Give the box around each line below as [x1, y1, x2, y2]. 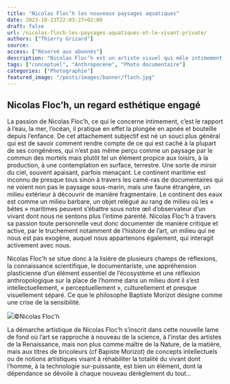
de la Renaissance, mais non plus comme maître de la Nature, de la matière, [7, 340, 222, 348]
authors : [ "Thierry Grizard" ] [7, 36, 94, 43]
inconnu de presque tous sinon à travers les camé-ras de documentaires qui [7, 176, 223, 184]
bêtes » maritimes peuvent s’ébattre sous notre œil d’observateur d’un [7, 205, 206, 213]
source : [7, 42, 30, 49]
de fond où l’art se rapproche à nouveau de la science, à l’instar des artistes [7, 333, 222, 341]
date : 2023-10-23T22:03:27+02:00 [7, 16, 103, 23]
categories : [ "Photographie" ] [7, 67, 94, 74]
